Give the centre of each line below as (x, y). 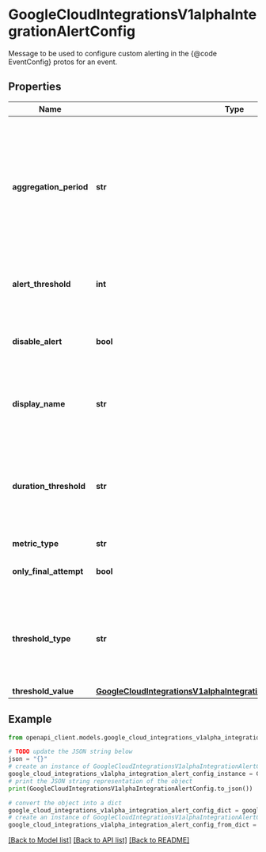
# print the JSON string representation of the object (101, 781)
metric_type (36, 543)
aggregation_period (50, 186)
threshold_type (42, 638)
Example (30, 719)
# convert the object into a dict (65, 803)
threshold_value (43, 691)
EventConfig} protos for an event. (63, 62)
